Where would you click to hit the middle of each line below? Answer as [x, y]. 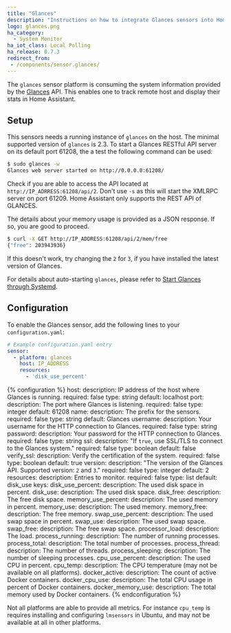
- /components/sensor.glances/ [55, 65]
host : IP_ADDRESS [44, 364]
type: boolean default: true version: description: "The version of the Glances [115, 463]
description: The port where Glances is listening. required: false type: [105, 404]
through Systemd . [33, 286]
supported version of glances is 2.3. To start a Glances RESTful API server [112, 144]
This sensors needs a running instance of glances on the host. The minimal [113, 137]
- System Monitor [38, 39]
